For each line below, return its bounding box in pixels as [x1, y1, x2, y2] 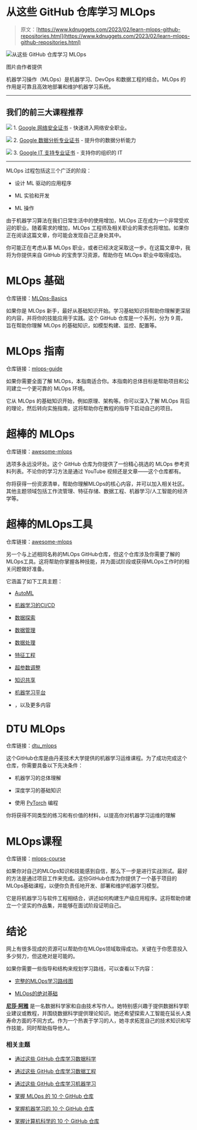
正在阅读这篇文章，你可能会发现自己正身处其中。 [6, 231, 124, 238]
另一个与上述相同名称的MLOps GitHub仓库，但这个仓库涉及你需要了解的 [6, 550, 181, 557]
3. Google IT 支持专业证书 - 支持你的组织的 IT [13, 149, 123, 156]
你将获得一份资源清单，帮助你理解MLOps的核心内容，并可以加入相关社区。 [6, 480, 188, 487]
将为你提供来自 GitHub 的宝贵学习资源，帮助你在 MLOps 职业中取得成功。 [6, 251, 185, 258]
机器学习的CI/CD [14, 601, 56, 608]
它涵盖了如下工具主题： [6, 577, 63, 584]
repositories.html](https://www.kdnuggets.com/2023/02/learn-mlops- [20, 32, 191, 39]
